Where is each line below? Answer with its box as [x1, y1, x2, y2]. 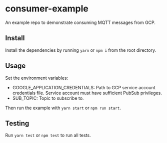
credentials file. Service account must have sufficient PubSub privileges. [12, 90, 162, 96]
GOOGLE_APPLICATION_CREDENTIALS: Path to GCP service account [12, 84, 156, 90]
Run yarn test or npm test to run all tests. [5, 133, 91, 139]
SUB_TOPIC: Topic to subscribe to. [12, 95, 84, 101]
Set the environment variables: [5, 75, 68, 81]
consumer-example [5, 3, 88, 14]
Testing [5, 119, 29, 128]
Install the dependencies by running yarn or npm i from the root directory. [5, 47, 156, 53]
